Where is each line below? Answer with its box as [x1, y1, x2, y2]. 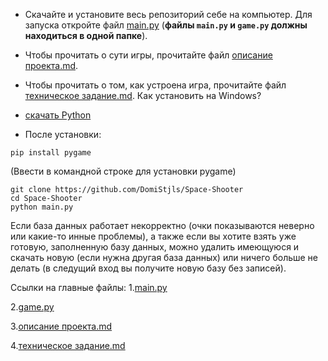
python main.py [10, 202, 74, 212]
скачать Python [24, 109, 92, 121]
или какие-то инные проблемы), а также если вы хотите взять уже [10, 230, 297, 242]
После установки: [24, 129, 102, 140]
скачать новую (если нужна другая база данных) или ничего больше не [10, 252, 319, 263]
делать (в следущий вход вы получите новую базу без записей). [10, 262, 287, 274]
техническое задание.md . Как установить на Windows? [24, 90, 262, 101]
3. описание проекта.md [10, 320, 113, 332]
